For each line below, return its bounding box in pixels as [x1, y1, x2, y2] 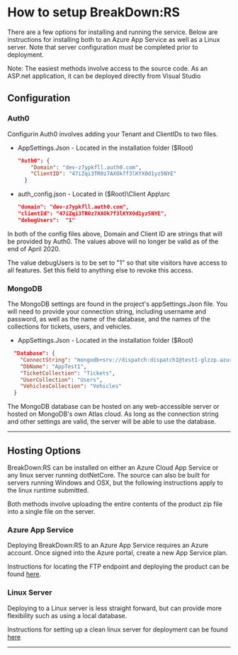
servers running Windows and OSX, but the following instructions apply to [7, 478, 223, 487]
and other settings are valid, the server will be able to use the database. [7, 417, 217, 426]
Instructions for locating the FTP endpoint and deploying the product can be [7, 562, 229, 571]
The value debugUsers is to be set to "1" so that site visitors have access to [7, 258, 228, 267]
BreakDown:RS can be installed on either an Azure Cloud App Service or [7, 463, 219, 472]
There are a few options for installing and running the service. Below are [7, 28, 218, 36]
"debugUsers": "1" [17, 216, 76, 224]
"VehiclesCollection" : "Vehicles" [20, 382, 122, 390]
